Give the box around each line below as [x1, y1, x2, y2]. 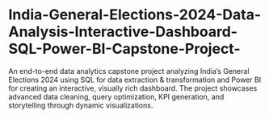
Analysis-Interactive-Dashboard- [8, 22, 238, 41]
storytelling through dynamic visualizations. [8, 100, 153, 110]
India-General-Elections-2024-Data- [8, 6, 261, 24]
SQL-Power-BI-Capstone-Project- [8, 40, 241, 58]
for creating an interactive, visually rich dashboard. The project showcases [8, 83, 258, 93]
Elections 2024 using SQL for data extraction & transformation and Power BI [8, 75, 262, 84]
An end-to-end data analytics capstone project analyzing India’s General [8, 66, 250, 75]
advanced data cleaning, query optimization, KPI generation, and [8, 92, 225, 101]
